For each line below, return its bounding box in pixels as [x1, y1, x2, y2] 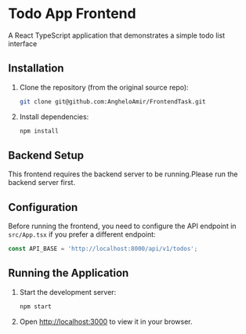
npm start [19, 303, 52, 310]
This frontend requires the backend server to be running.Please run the [8, 169, 238, 179]
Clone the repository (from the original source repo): [19, 82, 190, 92]
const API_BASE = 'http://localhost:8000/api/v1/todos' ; [8, 245, 198, 253]
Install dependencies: [19, 111, 89, 122]
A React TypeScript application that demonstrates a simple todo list [8, 31, 226, 40]
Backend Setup [8, 148, 85, 162]
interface [8, 38, 38, 48]
